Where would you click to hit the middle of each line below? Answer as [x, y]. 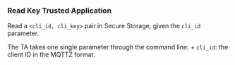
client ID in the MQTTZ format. [52, 54]
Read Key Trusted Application [59, 11]
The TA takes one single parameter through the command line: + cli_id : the [118, 47]
